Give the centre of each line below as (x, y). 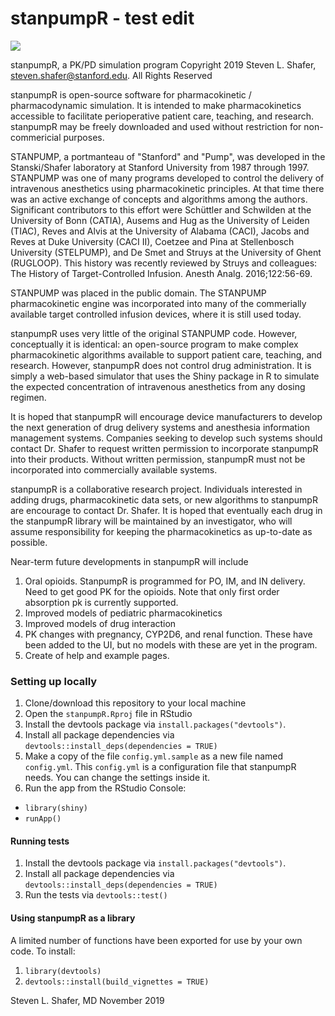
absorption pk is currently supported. (101, 602)
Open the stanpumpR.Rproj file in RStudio (108, 714)
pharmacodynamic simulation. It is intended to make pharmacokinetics (156, 105)
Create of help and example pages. (97, 655)
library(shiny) (56, 808)
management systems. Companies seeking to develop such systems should (166, 438)
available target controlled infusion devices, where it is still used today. (156, 314)
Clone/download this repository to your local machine (135, 703)
